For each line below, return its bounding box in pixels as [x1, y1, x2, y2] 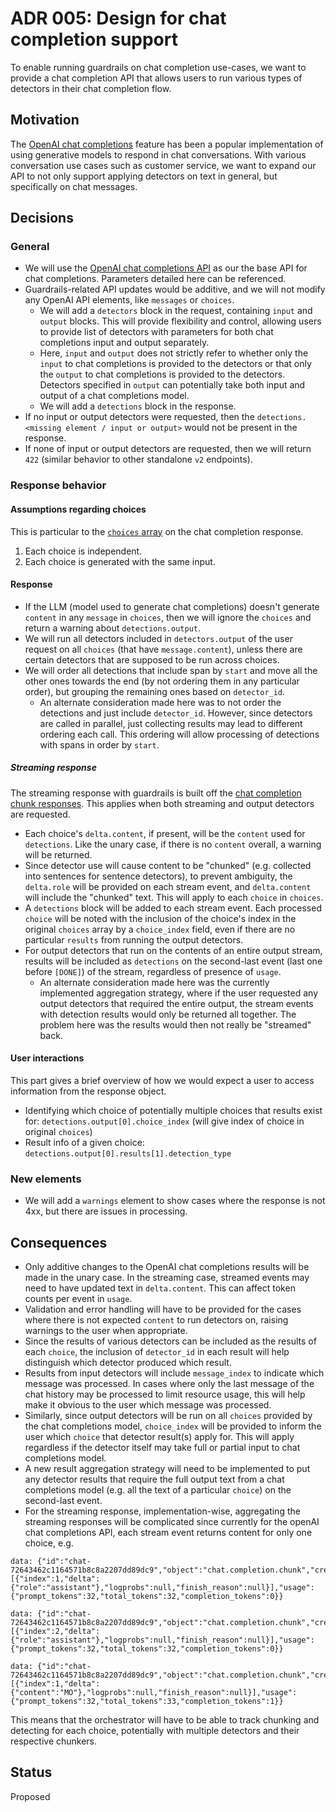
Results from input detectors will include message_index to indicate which [24, 1367, 325, 1379]
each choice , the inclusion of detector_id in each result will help [24, 1346, 290, 1358]
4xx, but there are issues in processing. [24, 1205, 188, 1217]
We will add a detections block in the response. [39, 400, 237, 412]
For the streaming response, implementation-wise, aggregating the [24, 1505, 301, 1517]
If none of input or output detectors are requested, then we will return [24, 443, 312, 455]
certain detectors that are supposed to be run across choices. [24, 653, 280, 666]
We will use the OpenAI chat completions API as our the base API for [24, 262, 308, 274]
